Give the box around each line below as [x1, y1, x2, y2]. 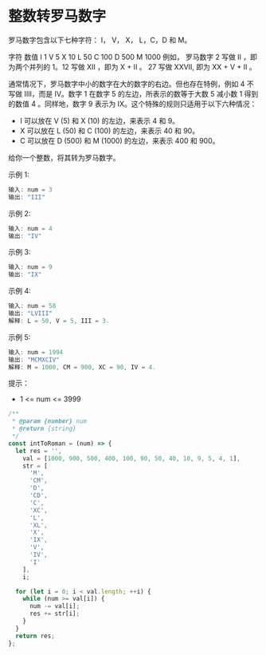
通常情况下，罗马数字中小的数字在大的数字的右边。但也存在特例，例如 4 [8, 79, 245, 89]
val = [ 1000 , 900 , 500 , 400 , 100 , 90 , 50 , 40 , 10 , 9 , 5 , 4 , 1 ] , [22, 454, 241, 463]
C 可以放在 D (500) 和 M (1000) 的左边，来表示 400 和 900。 [19, 136, 220, 145]
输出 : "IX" [8, 270, 42, 279]
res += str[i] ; [29, 610, 80, 618]
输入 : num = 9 [8, 263, 53, 271]
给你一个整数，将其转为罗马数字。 [8, 152, 120, 162]
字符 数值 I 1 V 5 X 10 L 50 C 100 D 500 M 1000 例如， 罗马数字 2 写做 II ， [8, 52, 251, 61]
